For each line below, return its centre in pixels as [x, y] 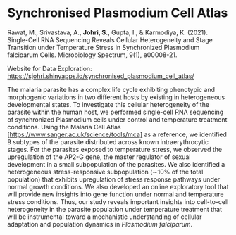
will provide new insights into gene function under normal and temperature [116, 194]
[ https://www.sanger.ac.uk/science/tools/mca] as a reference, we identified [117, 134]
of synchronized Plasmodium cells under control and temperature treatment [117, 119]
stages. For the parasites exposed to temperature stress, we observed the [115, 149]
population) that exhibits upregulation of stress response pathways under [114, 179]
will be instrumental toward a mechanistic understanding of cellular [105, 217]
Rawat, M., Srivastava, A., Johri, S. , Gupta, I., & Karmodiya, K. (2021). [107, 32]
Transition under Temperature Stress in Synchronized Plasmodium [104, 47]
